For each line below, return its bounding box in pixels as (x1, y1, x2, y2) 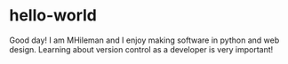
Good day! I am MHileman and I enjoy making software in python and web (9, 35, 280, 45)
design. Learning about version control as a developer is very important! (9, 44, 274, 54)
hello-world (9, 5, 98, 26)
